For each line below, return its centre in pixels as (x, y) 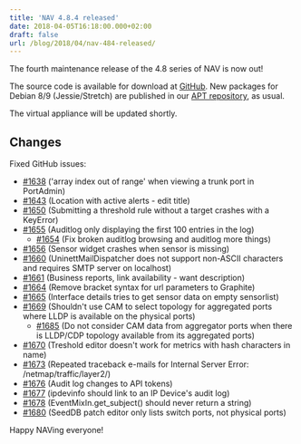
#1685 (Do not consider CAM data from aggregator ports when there (164, 326)
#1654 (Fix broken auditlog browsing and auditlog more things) (154, 239)
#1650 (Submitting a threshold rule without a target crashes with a (146, 210)
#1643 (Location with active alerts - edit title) (106, 201)
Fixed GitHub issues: (48, 164)
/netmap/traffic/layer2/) (67, 374)
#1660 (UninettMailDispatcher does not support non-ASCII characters (153, 258)
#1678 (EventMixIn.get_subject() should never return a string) (137, 403)
